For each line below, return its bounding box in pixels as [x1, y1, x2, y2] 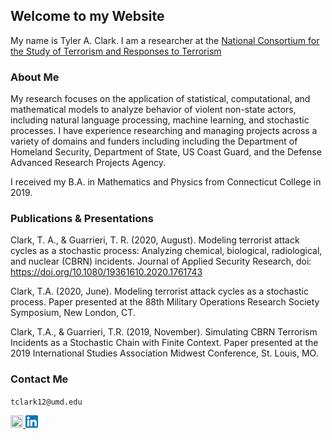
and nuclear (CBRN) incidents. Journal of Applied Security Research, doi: [10, 255, 312, 268]
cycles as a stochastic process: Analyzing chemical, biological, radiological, [10, 245, 323, 257]
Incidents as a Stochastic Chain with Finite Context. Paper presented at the [10, 337, 319, 349]
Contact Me [10, 372, 69, 386]
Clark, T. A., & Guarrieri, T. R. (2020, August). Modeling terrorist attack [10, 234, 300, 246]
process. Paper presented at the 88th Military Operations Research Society [10, 296, 320, 308]
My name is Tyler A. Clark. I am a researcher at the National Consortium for [10, 34, 320, 46]
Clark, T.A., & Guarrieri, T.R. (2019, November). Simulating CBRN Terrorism [10, 326, 318, 338]
